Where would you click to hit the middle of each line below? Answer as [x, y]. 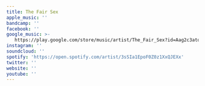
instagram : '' [24, 46]
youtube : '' [21, 74]
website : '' [21, 68]
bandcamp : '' [23, 23]
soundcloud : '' [26, 51]
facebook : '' [23, 29]
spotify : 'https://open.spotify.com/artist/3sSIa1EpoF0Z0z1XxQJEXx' [95, 57]
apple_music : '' [27, 18]
